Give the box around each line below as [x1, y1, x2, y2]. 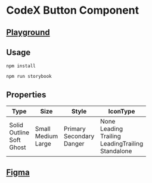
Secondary [63, 132, 95, 140]
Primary [63, 125, 86, 133]
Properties [6, 90, 46, 100]
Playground [6, 27, 50, 37]
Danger [63, 140, 85, 148]
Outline [9, 128, 30, 137]
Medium [35, 132, 58, 140]
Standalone [100, 147, 132, 155]
